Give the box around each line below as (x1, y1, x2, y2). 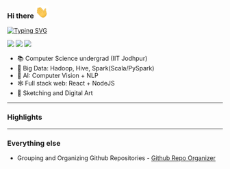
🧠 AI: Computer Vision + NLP (16, 71, 99, 80)
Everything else (7, 138, 61, 148)
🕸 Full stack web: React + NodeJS (16, 79, 115, 88)
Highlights (7, 112, 42, 122)
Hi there (7, 11, 34, 21)
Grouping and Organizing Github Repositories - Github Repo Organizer (16, 154, 216, 162)
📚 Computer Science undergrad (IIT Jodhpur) (16, 54, 148, 63)
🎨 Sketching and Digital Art (16, 89, 94, 97)
